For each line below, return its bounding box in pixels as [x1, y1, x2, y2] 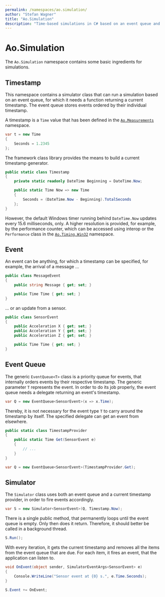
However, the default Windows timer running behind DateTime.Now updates [5, 215, 157, 221]
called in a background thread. [5, 526, 68, 532]
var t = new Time [5, 132, 41, 137]
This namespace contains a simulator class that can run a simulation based [5, 92, 158, 97]
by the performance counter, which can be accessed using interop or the [5, 226, 154, 232]
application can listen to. [5, 555, 55, 561]
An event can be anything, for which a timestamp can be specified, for [5, 258, 148, 264]
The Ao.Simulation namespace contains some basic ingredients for [5, 59, 142, 65]
